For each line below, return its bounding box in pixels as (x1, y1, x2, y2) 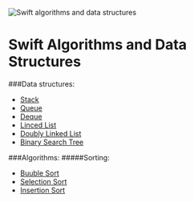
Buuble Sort (19, 168, 60, 178)
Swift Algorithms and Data (8, 36, 187, 54)
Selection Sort (19, 176, 67, 186)
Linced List (19, 120, 57, 130)
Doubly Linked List (19, 128, 82, 138)
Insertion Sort (19, 185, 66, 195)
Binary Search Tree (19, 137, 84, 147)
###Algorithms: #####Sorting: (8, 152, 110, 162)
